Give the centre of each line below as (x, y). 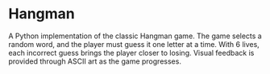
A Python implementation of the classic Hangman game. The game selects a (135, 36)
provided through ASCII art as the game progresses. (95, 61)
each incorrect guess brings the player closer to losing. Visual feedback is (131, 53)
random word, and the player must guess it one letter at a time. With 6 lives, (134, 44)
